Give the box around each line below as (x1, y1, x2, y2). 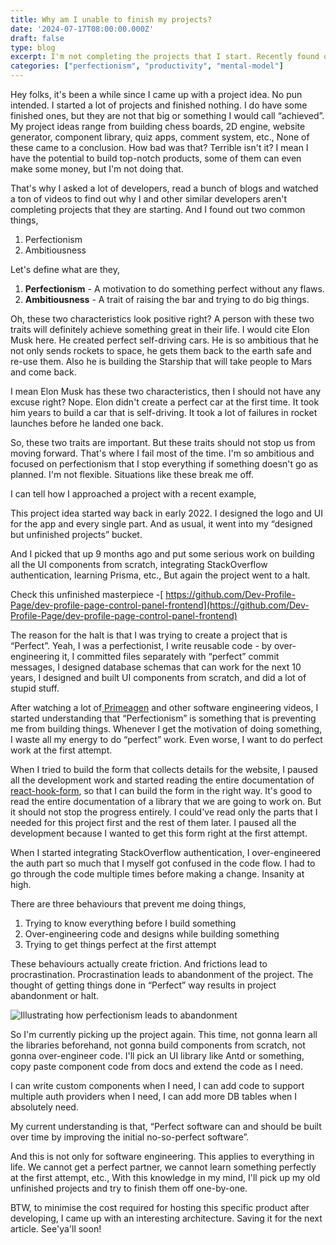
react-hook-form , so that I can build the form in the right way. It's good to (10, 785, 313, 796)
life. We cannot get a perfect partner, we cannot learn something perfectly (10, 1161, 317, 1173)
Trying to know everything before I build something (24, 917, 237, 929)
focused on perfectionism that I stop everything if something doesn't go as (10, 458, 319, 470)
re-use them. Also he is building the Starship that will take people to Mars (10, 356, 313, 367)
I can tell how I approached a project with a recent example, (10, 488, 257, 500)
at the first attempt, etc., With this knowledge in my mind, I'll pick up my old (10, 1172, 321, 1183)
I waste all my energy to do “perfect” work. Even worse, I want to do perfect (10, 734, 323, 745)
